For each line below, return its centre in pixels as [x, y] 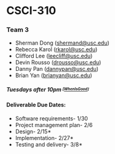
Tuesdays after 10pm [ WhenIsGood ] [48, 90]
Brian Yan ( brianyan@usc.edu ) [54, 75]
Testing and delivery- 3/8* [49, 145]
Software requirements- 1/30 [51, 119]
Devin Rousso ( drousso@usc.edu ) [58, 62]
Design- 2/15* [33, 131]
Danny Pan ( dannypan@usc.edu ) [57, 69]
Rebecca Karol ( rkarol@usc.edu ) [56, 50]
